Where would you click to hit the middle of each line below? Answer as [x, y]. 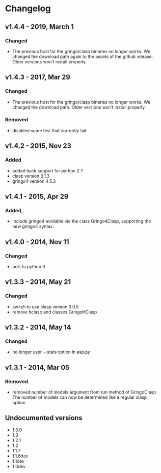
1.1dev [18, 461]
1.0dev [19, 466]
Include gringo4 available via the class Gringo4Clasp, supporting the [81, 221]
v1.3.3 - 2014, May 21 [38, 282]
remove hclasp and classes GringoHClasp [54, 312]
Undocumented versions [44, 418]
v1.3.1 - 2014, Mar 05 [37, 367]
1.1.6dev [20, 456]
